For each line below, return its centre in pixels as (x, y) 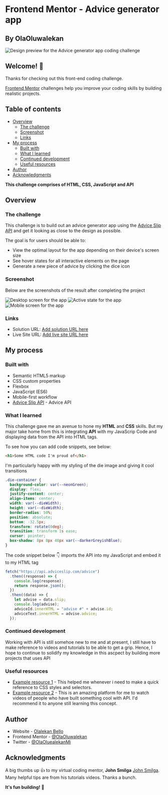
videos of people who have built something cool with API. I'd (75, 698)
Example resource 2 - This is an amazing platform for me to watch (81, 693)
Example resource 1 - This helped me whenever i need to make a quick (86, 682)
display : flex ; (26, 489)
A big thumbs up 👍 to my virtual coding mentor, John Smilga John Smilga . (82, 770)
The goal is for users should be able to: (46, 241)
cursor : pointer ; (28, 536)
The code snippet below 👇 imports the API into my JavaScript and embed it (83, 555)
